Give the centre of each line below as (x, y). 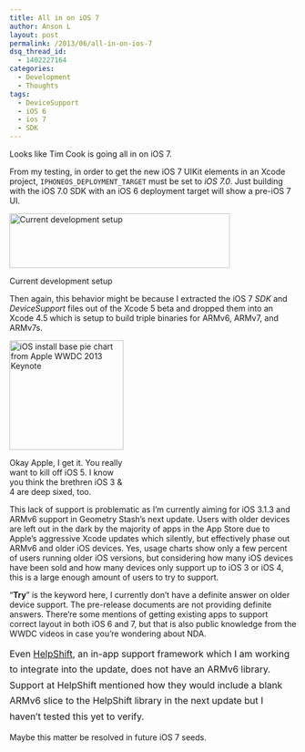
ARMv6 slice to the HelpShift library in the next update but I (137, 701)
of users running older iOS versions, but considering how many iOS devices (152, 558)
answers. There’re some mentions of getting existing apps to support (139, 614)
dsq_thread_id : (38, 52)
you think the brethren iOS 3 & (66, 482)
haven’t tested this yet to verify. (77, 716)
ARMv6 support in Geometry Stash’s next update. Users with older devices (150, 519)
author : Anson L (40, 26)
